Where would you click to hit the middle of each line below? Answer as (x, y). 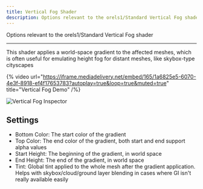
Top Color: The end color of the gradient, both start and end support (100, 141)
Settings (23, 120)
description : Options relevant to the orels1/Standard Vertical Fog (94, 18)
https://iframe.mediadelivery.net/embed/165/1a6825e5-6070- (119, 77)
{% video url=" (25, 77)
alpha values (31, 147)
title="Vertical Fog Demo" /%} (43, 89)
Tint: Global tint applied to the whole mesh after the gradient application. (105, 167)
